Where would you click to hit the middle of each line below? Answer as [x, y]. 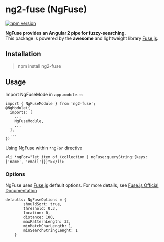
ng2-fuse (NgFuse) [46, 9]
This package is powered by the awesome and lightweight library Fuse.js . [82, 38]
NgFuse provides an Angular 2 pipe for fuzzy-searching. [66, 33]
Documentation [21, 190]
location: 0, [37, 213]
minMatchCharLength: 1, [48, 226]
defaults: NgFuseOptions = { [36, 200]
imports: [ [21, 112]
